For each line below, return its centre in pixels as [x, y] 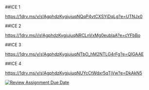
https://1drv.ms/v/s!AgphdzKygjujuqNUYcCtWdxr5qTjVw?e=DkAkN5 [74, 73]
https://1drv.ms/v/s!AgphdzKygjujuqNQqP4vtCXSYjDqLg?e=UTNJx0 [74, 16]
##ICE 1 [13, 7]
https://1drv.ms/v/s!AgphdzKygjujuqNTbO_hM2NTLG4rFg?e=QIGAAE [74, 54]
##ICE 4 [13, 63]
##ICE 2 [13, 26]
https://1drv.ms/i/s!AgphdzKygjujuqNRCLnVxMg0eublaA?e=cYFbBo [73, 35]
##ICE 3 [13, 45]
